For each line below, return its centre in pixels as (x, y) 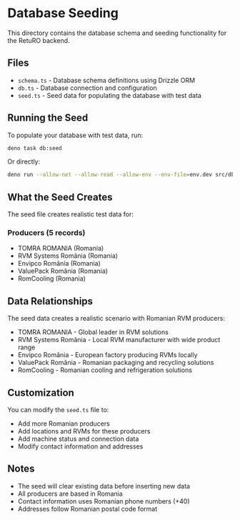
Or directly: (24, 161)
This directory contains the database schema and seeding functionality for (117, 33)
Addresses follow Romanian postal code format (87, 509)
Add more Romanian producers (64, 424)
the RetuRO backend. (39, 40)
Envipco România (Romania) (59, 264)
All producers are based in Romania (70, 494)
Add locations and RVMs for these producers (84, 431)
